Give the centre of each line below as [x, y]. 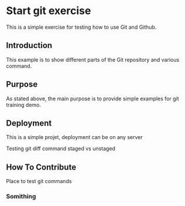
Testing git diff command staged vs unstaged [61, 148]
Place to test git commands [39, 181]
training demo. [23, 104]
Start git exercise [49, 11]
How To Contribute [41, 167]
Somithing [21, 197]
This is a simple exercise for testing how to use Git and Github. [81, 27]
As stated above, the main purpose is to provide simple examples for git [93, 99]
